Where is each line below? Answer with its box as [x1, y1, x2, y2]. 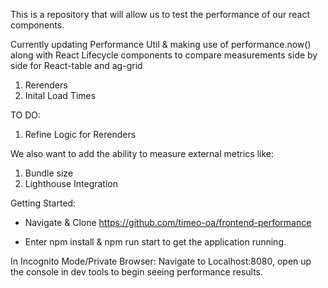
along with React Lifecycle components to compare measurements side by [10, 49, 318, 61]
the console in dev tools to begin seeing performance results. [10, 266, 264, 278]
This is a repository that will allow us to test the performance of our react [10, 9, 311, 20]
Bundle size [24, 167, 74, 179]
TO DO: [10, 109, 42, 121]
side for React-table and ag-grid [10, 60, 143, 71]
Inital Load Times [24, 90, 97, 101]
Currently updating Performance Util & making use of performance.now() [10, 39, 312, 50]
